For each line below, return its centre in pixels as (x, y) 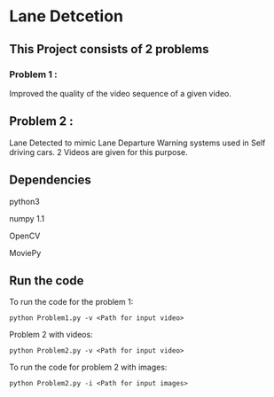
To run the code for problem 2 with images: (88, 367)
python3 (24, 201)
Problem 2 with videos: (51, 335)
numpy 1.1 (27, 218)
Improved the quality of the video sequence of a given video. (121, 93)
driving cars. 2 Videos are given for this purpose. (98, 152)
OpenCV (25, 236)
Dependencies (50, 180)
